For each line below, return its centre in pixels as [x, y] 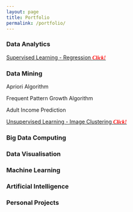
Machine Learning [33, 170]
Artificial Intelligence [38, 186]
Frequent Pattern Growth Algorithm [50, 98]
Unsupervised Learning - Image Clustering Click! [67, 121]
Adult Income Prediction [36, 110]
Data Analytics [28, 44]
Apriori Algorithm [28, 86]
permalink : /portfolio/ [36, 23]
